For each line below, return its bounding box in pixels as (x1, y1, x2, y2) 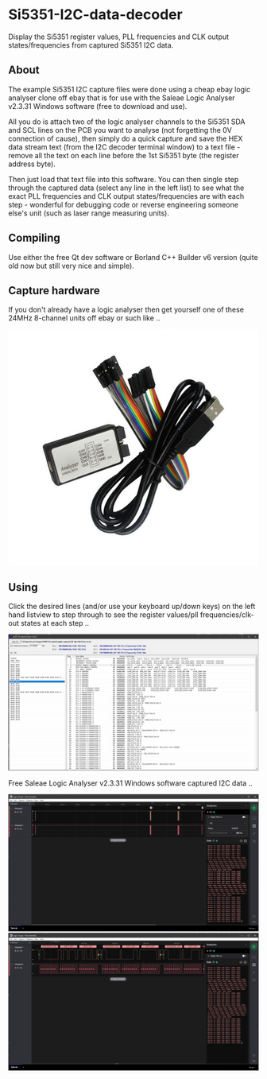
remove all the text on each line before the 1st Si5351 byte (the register (8, 150, 239, 160)
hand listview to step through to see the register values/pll (8, 610, 199, 619)
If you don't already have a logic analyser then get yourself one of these (8, 305, 245, 315)
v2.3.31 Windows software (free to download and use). (8, 101, 188, 111)
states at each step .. (21, 619, 90, 628)
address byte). (8, 159, 56, 169)
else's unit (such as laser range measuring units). (8, 208, 169, 218)
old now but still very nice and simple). (8, 261, 135, 270)
